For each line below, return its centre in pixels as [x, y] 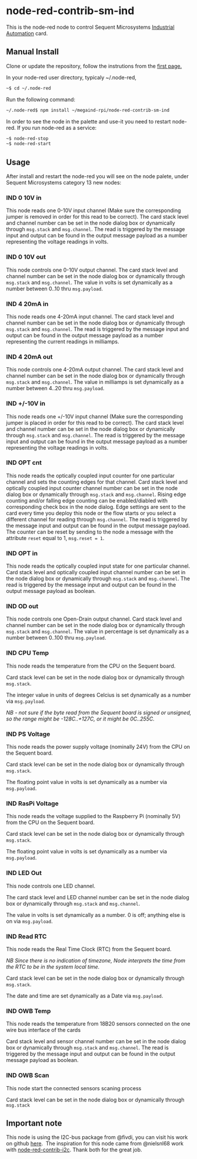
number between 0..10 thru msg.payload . [54, 289]
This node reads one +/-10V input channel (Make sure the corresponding [95, 416]
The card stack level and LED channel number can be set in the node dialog [98, 897]
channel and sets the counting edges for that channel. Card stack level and [97, 482]
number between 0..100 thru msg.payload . [56, 638]
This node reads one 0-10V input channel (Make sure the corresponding [94, 210]
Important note [34, 1123]
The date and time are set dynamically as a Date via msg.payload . [85, 996]
